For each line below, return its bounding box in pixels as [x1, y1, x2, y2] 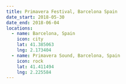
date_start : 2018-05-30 [6, 14, 65, 20]
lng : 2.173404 [17, 47, 51, 53]
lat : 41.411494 [17, 63, 54, 70]
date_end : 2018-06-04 [6, 20, 60, 25]
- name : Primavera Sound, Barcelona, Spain [11, 53, 120, 59]
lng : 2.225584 [17, 69, 51, 75]
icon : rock [17, 58, 44, 64]
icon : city [17, 36, 44, 42]
